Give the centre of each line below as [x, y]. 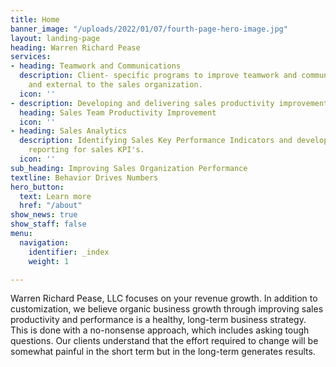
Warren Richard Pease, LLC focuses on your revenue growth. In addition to [164, 298]
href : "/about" [51, 206]
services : [31, 57]
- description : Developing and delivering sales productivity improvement [169, 103]
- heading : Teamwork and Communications [96, 66]
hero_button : [37, 187]
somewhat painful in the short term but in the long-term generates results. [163, 352]
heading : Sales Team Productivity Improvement [118, 112]
